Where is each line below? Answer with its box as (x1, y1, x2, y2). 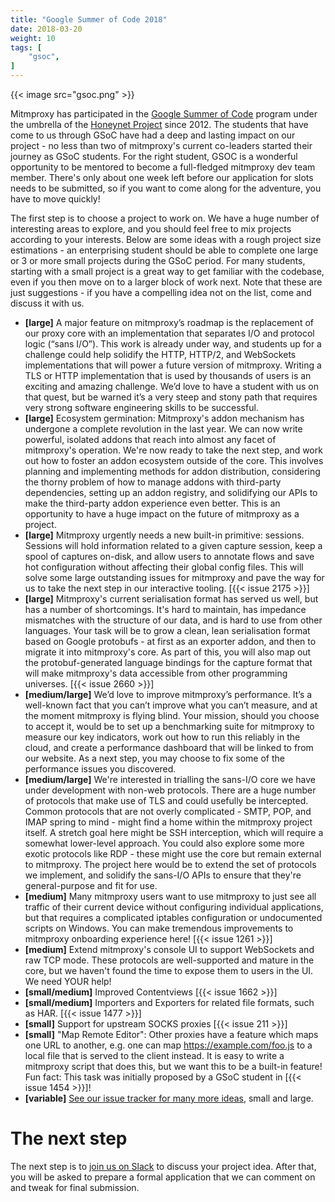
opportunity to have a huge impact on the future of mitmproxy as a (24, 508, 300, 520)
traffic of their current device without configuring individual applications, (24, 901, 324, 913)
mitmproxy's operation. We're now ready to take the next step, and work (24, 444, 323, 456)
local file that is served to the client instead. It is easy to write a (24, 1050, 285, 1061)
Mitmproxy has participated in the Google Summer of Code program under (10, 108, 318, 120)
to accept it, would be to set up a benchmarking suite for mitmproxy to (24, 721, 315, 732)
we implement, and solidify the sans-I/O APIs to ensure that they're (24, 869, 302, 881)
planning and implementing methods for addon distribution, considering (24, 466, 321, 477)
